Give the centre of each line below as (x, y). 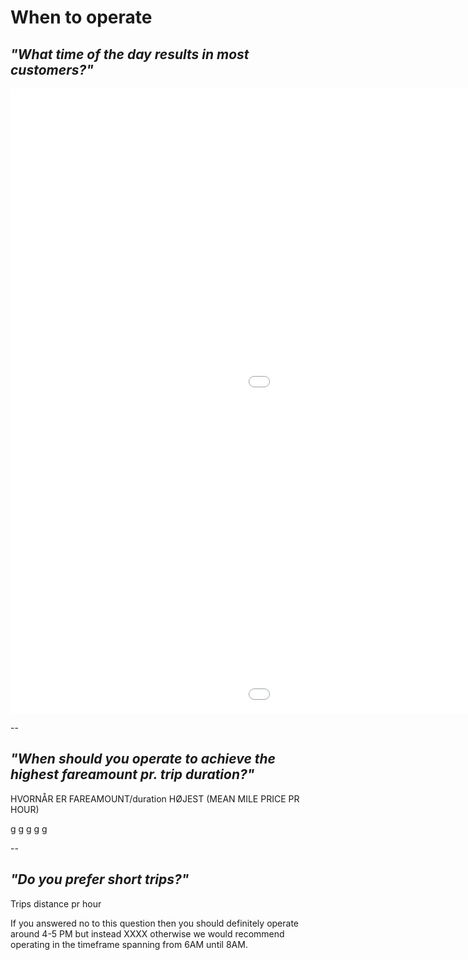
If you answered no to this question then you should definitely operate (154, 923)
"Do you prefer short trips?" (100, 879)
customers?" (52, 69)
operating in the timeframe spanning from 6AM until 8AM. (129, 944)
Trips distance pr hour (56, 903)
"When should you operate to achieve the (143, 759)
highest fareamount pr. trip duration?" (132, 774)
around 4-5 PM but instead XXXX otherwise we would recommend (147, 933)
